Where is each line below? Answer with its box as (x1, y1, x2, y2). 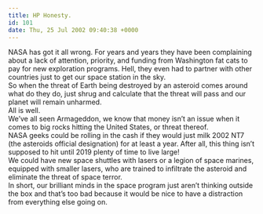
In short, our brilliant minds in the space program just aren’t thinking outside (8, 181, 254, 190)
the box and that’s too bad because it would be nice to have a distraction (8, 189, 243, 198)
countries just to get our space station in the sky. (8, 72, 166, 82)
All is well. (8, 106, 41, 115)
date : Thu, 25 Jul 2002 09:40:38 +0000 (8, 26, 139, 34)
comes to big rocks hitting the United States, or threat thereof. (8, 122, 209, 132)
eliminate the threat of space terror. (8, 172, 123, 182)
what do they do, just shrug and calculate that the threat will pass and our (8, 89, 247, 99)
